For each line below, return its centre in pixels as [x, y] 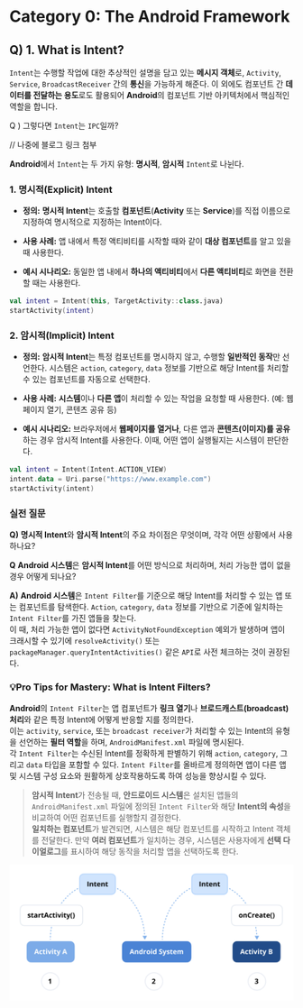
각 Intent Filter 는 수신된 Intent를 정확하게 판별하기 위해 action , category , [144, 753]
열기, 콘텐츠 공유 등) [82, 410]
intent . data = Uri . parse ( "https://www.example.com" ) [110, 480]
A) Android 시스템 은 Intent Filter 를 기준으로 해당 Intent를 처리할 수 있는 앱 [146, 596]
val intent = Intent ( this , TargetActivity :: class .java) [116, 301]
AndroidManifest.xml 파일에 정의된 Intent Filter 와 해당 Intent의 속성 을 [161, 806]
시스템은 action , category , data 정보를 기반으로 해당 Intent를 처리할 [169, 368]
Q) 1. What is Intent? [67, 50]
